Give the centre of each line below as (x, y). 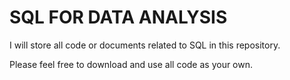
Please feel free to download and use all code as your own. (131, 64)
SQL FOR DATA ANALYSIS (118, 17)
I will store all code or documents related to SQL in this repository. (145, 45)
